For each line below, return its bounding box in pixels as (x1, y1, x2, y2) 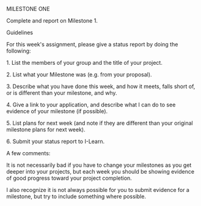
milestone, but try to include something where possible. (6, 193, 147, 200)
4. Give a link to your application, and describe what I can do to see (6, 101, 176, 108)
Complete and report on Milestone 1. (6, 17, 98, 24)
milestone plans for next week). (6, 126, 86, 133)
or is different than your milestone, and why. (6, 89, 117, 97)
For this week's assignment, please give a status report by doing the (6, 41, 178, 48)
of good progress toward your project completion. (6, 174, 133, 182)
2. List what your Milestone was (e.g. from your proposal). (6, 71, 152, 78)
